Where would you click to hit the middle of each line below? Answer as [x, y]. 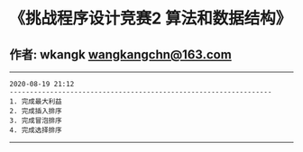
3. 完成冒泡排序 [36, 121]
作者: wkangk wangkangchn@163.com [120, 54]
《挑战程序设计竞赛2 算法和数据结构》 [151, 18]
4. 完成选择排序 [36, 130]
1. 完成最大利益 [36, 102]
